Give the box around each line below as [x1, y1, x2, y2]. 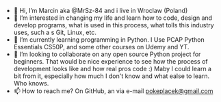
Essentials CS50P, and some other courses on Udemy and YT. [13, 43, 190, 51]
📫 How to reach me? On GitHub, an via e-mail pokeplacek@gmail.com [13, 87, 213, 95]
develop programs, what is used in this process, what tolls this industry [13, 21, 214, 29]
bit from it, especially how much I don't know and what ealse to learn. [13, 72, 210, 80]
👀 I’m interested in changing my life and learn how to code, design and [13, 14, 213, 22]
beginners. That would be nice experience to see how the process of [13, 58, 208, 65]
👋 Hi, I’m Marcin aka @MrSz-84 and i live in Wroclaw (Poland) [13, 7, 188, 14]
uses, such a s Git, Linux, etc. [13, 28, 97, 36]
